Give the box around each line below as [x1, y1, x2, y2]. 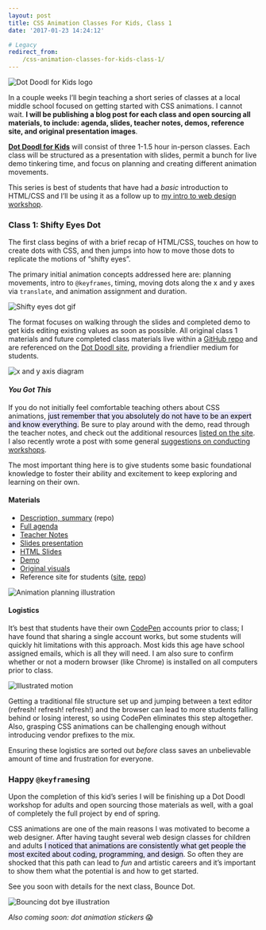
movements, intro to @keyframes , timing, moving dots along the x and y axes [8, 278, 256, 288]
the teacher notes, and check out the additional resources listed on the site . [8, 428, 256, 437]
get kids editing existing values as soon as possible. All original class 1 [8, 326, 238, 335]
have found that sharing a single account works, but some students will [8, 631, 241, 641]
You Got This [8, 385, 52, 394]
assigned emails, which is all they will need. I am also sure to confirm [8, 649, 234, 658]
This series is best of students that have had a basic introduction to [8, 183, 229, 192]
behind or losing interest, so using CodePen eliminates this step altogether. [8, 713, 253, 723]
